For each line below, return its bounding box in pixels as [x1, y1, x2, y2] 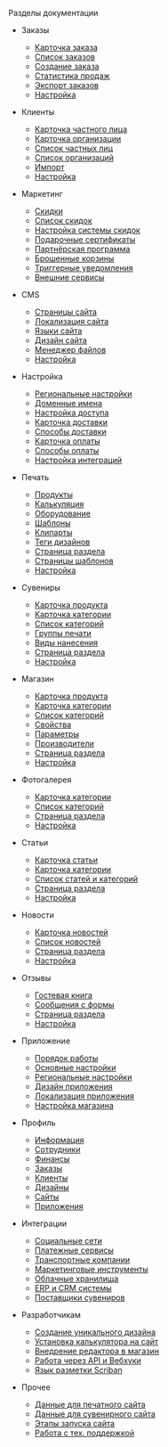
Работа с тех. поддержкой [34, 1427, 135, 1438]
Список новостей [34, 936, 101, 947]
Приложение [20, 1035, 71, 1046]
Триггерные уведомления [34, 263, 134, 273]
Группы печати [34, 628, 92, 638]
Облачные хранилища [34, 1273, 119, 1284]
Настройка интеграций [34, 454, 123, 465]
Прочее [20, 1382, 51, 1393]
